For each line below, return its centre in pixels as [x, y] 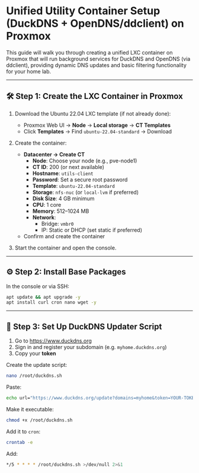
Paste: [14, 387]
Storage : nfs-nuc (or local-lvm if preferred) [86, 192]
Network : [44, 217]
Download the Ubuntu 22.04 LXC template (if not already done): [93, 113]
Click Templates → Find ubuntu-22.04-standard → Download [98, 131]
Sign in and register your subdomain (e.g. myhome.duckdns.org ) [91, 347]
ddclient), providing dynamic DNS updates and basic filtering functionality [96, 65]
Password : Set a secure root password [80, 180]
